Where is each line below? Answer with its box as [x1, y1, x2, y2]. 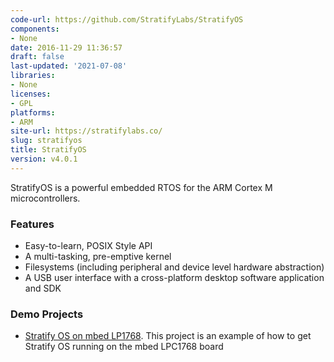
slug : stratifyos [10, 136, 83, 146]
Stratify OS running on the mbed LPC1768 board [24, 341, 224, 353]
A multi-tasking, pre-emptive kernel [24, 251, 172, 263]
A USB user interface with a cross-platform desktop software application [24, 272, 325, 284]
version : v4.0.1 [10, 154, 78, 164]
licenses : [10, 89, 52, 99]
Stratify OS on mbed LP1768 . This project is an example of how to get [24, 330, 312, 342]
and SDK [24, 282, 62, 295]
